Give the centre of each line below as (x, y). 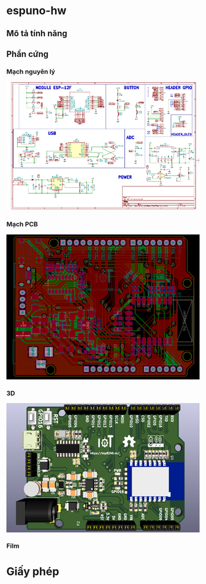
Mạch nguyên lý (31, 71)
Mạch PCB (22, 225)
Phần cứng (28, 54)
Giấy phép (33, 571)
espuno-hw (36, 11)
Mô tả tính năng (37, 33)
